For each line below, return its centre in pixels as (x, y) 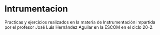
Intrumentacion (36, 9)
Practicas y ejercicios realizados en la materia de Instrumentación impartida (80, 22)
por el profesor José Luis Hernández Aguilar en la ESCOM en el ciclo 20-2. (79, 27)
